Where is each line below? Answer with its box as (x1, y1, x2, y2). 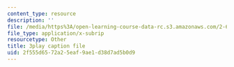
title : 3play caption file (7, 43, 86, 50)
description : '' (7, 17, 54, 24)
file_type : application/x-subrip (7, 29, 104, 37)
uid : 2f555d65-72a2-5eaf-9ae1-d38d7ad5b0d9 (7, 50, 136, 57)
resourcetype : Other (7, 36, 68, 43)
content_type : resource (7, 10, 77, 17)
